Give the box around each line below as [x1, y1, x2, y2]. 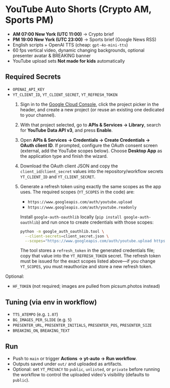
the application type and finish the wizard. [20, 153, 108, 159]
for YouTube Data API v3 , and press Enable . [20, 127, 113, 133]
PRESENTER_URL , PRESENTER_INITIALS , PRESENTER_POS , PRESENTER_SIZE [12, 322, 152, 328]
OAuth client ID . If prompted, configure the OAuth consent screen [20, 142, 158, 148]
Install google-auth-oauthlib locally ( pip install [20, 213, 122, 220]
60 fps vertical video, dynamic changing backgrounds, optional [12, 47, 145, 53]
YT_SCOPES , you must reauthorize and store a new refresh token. [20, 264, 153, 270]
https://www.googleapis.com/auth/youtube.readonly [27, 205, 137, 210]
